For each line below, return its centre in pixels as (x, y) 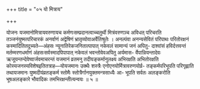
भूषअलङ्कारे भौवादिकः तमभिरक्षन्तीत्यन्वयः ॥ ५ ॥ (52, 79)
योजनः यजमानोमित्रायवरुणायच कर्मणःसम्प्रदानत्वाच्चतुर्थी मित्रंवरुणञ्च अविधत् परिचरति (84, 32)
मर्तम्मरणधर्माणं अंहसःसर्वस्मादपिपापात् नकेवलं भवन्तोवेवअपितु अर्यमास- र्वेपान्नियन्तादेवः (84, 53)
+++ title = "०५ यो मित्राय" (34, 9)
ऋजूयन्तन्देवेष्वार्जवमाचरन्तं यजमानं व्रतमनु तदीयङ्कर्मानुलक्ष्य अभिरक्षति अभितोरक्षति (82, 59)
